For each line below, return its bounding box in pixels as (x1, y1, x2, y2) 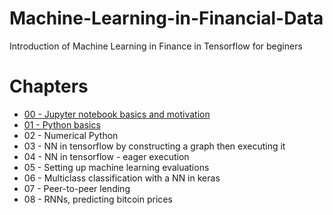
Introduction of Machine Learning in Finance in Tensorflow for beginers (9, 40, 303, 52)
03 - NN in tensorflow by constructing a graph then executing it (23, 140, 286, 152)
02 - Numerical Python (23, 129, 119, 141)
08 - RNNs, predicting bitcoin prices (23, 193, 173, 205)
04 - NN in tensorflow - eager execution (23, 150, 190, 162)
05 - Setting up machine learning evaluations (23, 161, 210, 173)
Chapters (9, 75, 89, 98)
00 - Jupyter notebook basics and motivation (23, 108, 211, 120)
